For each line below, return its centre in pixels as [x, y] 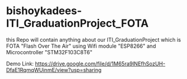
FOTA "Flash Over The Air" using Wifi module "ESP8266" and [81, 46]
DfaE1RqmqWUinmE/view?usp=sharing [54, 70]
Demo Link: [20, 64]
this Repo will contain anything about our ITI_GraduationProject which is [94, 39]
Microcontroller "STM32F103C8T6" [49, 52]
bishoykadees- [44, 11]
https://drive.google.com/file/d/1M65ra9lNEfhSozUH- [100, 64]
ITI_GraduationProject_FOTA [78, 23]
